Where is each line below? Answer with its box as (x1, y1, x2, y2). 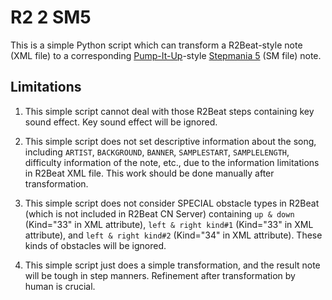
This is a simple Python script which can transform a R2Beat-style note (10, 39, 303, 51)
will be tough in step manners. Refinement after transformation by (24, 269, 296, 281)
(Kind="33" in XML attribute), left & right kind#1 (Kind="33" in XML (24, 218, 314, 230)
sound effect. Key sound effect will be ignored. (24, 116, 218, 128)
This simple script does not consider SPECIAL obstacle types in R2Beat (24, 197, 320, 209)
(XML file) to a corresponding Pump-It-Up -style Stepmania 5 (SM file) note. (10, 49, 322, 61)
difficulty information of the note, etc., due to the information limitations (24, 156, 320, 168)
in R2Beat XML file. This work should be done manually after (24, 167, 275, 179)
